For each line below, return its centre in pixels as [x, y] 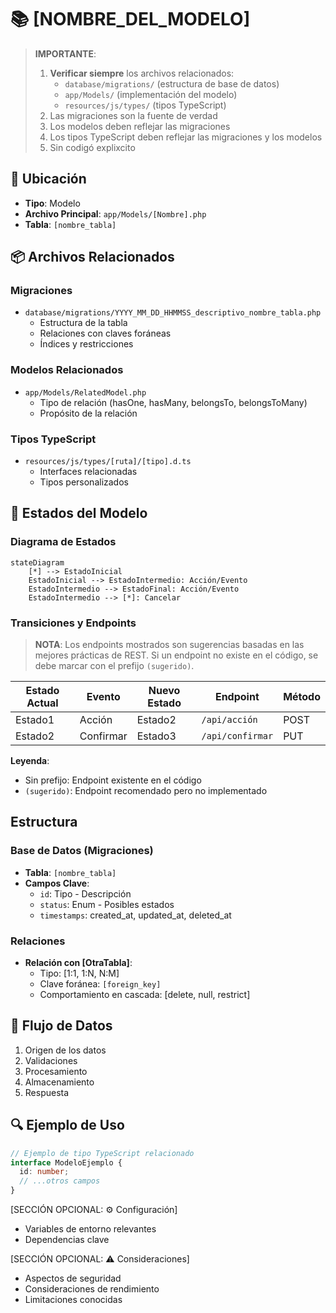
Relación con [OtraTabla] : [78, 962]
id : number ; [44, 1172]
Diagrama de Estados [63, 542]
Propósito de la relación [88, 413]
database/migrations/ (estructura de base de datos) [172, 83]
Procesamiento [56, 1071]
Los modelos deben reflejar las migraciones [140, 126]
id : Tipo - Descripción [85, 893]
